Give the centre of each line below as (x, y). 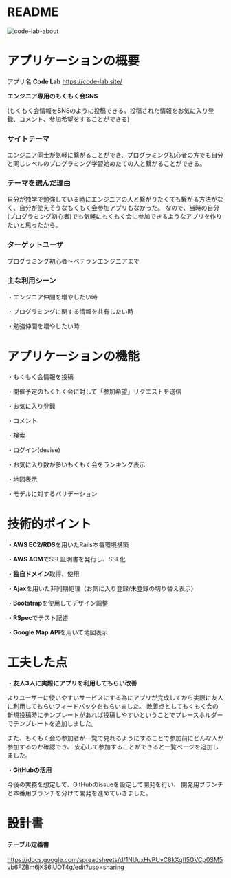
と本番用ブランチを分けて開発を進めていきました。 (79, 793)
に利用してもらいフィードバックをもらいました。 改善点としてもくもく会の (113, 706)
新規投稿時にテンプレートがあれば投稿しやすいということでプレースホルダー (115, 715)
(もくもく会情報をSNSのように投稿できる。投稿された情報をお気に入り (108, 110)
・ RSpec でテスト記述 (38, 617)
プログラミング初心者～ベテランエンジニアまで (73, 261)
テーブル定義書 (28, 844)
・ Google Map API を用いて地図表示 (58, 632)
